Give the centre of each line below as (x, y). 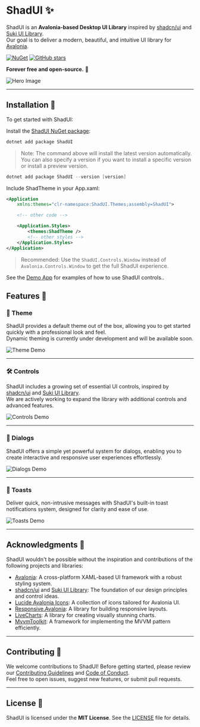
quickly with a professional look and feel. (56, 332)
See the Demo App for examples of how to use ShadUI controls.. (85, 277)
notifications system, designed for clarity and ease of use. (77, 509)
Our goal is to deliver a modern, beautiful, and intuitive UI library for (89, 40)
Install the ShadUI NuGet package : (49, 131)
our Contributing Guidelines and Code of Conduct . (68, 672)
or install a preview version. (54, 166)
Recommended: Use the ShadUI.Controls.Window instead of (93, 259)
